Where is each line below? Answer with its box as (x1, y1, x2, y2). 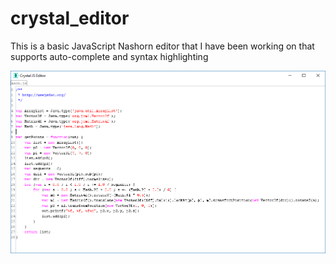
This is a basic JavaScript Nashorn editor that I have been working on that (10, 40, 315, 52)
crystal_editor (10, 7, 130, 30)
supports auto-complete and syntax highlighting (10, 50, 209, 62)
